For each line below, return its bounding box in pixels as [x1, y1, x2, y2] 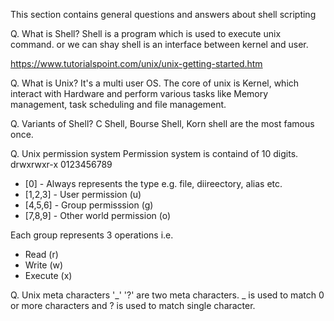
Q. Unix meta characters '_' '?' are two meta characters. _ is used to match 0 [10, 289, 325, 301]
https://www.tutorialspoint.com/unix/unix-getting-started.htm [10, 58, 263, 69]
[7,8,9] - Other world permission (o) [24, 210, 172, 221]
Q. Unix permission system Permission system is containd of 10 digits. [10, 148, 299, 159]
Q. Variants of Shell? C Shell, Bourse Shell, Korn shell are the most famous [10, 118, 315, 129]
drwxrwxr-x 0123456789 [10, 159, 113, 170]
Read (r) [24, 249, 59, 260]
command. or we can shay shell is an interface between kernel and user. [10, 39, 309, 50]
